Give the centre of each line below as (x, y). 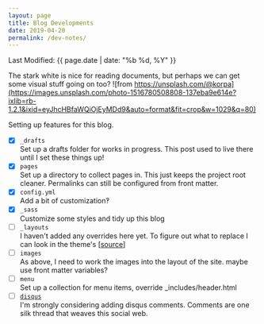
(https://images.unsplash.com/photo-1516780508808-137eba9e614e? (122, 93)
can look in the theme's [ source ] (73, 244)
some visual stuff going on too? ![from (71, 84)
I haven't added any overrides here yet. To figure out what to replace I (134, 236)
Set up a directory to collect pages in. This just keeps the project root (132, 175)
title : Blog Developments (51, 23)
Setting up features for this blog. (61, 125)
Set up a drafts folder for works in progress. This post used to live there (136, 149)
